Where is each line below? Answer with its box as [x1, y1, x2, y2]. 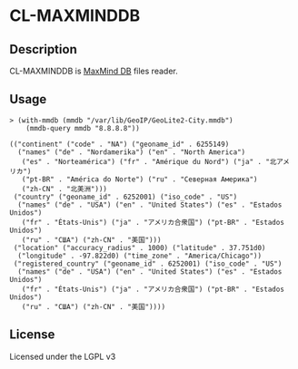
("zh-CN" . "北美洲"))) [21, 184, 107, 193]
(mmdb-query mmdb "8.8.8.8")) [25, 123, 141, 132]
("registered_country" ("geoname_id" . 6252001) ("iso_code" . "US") [13, 259, 283, 268]
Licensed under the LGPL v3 [9, 351, 116, 362]
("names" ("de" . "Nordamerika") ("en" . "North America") [17, 147, 246, 157]
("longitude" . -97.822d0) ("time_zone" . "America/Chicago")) [17, 251, 262, 260]
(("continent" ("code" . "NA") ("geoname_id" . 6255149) [9, 140, 230, 149]
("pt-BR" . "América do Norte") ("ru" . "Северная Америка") [21, 174, 258, 184]
